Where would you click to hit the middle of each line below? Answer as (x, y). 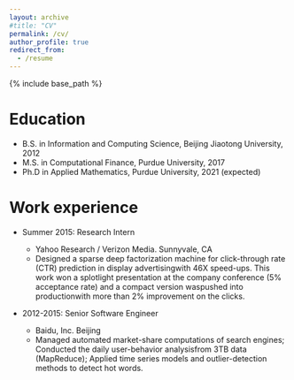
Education (47, 119)
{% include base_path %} (56, 84)
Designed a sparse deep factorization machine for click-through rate (160, 258)
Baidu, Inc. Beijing (68, 330)
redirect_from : (37, 50)
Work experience (74, 208)
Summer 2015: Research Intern (78, 232)
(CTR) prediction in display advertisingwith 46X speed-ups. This (152, 268)
